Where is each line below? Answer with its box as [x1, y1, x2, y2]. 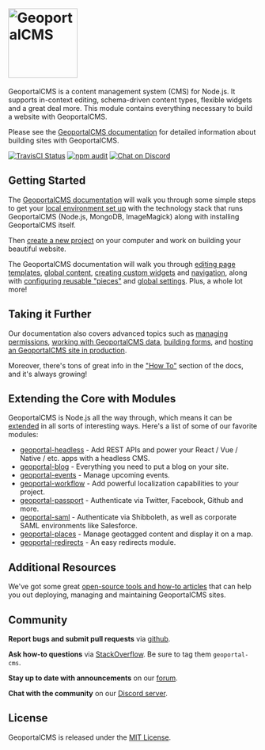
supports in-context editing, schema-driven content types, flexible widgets [8, 95, 253, 105]
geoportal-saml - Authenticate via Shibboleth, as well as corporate [19, 512, 237, 522]
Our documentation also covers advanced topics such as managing [8, 329, 229, 338]
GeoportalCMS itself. [8, 220, 77, 230]
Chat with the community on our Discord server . [8, 689, 168, 698]
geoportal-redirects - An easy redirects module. [19, 538, 176, 547]
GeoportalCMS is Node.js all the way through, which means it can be [8, 413, 233, 423]
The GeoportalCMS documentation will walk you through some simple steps [8, 195, 256, 204]
